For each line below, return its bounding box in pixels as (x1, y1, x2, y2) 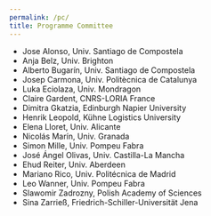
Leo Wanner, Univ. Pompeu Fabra (21, 178, 145, 188)
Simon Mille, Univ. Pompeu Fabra (21, 140, 144, 151)
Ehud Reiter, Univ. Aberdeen (21, 159, 126, 170)
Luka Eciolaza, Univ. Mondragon (21, 84, 142, 94)
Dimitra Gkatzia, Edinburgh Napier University (21, 102, 187, 113)
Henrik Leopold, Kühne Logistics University (21, 112, 181, 123)
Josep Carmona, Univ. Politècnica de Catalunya (21, 74, 198, 84)
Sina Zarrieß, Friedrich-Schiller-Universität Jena (21, 196, 199, 207)
